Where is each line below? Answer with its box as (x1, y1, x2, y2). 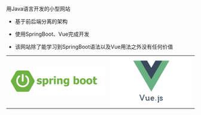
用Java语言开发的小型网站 (6, 5, 71, 12)
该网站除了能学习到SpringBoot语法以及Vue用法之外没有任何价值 (14, 43, 173, 50)
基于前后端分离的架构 (14, 18, 68, 25)
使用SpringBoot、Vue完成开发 (14, 30, 90, 38)
